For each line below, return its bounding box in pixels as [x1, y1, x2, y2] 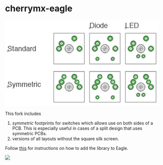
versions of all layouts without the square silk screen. [12, 136, 119, 141]
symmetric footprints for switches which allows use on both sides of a [12, 120, 153, 126]
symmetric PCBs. [12, 130, 47, 136]
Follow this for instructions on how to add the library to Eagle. [5, 145, 128, 151]
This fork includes [5, 111, 41, 117]
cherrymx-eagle [5, 3, 73, 14]
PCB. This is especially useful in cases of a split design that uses [12, 125, 143, 131]
